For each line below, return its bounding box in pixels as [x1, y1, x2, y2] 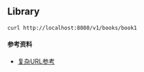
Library [7, 6, 40, 18]
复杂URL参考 [17, 57, 55, 66]
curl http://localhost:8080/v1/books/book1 [7, 24, 138, 31]
